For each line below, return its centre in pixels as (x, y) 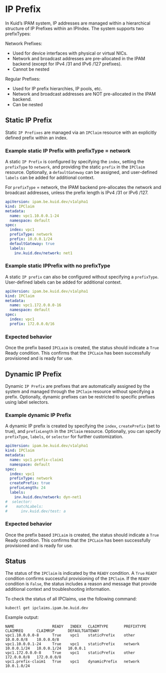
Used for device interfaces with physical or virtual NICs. (70, 53)
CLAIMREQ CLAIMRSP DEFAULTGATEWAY (52, 631)
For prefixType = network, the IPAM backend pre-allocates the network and (83, 187)
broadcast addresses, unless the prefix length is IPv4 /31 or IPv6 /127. (77, 193)
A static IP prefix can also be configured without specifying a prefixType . (82, 277)
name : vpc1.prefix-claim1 (37, 460)
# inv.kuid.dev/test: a (35, 511)
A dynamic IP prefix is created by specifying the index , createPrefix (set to (82, 426)
